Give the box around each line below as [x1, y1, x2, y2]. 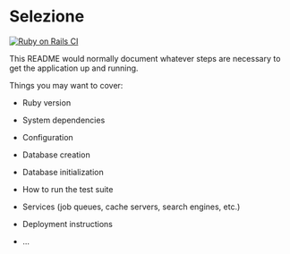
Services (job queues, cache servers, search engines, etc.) [21, 201, 241, 212]
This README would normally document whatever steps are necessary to [9, 53, 281, 63]
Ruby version [21, 97, 72, 108]
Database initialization [21, 166, 105, 177]
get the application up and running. [9, 63, 139, 73]
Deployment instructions [21, 218, 114, 229]
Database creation [21, 149, 91, 160]
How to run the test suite [21, 183, 114, 194]
